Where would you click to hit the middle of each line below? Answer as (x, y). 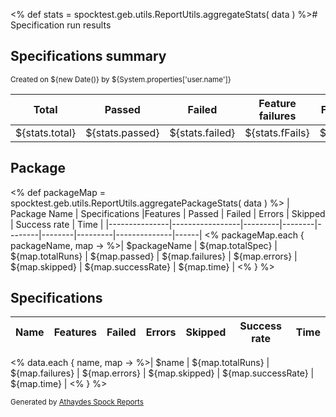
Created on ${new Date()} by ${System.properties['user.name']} (121, 79)
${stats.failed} (202, 132)
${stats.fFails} (277, 132)
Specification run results (61, 25)
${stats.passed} (122, 132)
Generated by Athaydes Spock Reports (77, 402)
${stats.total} (46, 132)
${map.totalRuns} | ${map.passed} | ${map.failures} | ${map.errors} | (154, 256)
